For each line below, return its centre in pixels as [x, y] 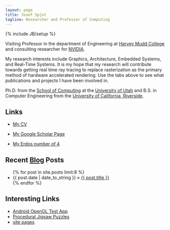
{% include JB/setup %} [30, 34]
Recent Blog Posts [35, 160]
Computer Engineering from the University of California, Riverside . [75, 96]
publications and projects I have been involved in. [57, 81]
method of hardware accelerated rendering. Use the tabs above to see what [84, 75]
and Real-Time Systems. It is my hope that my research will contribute [78, 65]
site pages [23, 222]
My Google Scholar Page [39, 134]
